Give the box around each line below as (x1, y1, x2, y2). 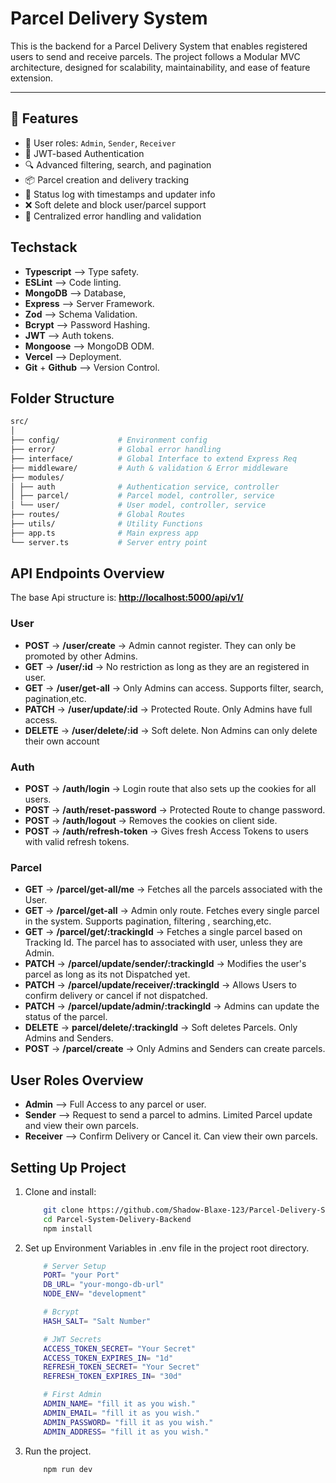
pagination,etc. (24, 692, 87, 704)
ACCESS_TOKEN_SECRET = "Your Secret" (43, 1343, 196, 1354)
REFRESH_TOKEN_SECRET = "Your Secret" (43, 1362, 201, 1372)
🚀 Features (10, 110, 79, 127)
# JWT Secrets (43, 1334, 102, 1344)
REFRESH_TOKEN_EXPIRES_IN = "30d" (43, 1372, 183, 1382)
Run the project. (24, 1445, 92, 1457)
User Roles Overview (10, 1072, 144, 1089)
